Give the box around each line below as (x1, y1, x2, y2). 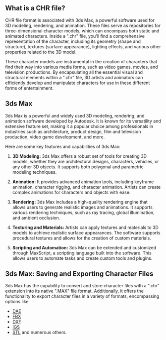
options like (5, 299, 29, 305)
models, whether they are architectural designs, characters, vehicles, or (12, 158, 160, 164)
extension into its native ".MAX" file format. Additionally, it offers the (5, 288, 144, 294)
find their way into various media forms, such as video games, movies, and (5, 64, 158, 70)
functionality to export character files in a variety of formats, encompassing (5, 293, 160, 299)
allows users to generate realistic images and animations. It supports (12, 204, 153, 210)
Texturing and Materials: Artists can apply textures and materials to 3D (12, 224, 159, 230)
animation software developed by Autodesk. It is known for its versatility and (5, 118, 161, 124)
